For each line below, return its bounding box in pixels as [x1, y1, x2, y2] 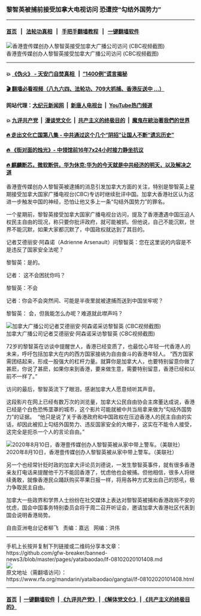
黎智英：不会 [6, 284, 38, 292]
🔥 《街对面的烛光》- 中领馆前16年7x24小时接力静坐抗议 [6, 146, 144, 154]
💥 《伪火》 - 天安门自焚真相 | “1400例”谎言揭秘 [6, 70, 127, 77]
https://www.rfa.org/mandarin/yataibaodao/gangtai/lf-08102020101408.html [6, 576, 194, 583]
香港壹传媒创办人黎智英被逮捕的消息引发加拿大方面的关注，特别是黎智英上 [6, 183, 190, 190]
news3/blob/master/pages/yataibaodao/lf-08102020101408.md [6, 556, 163, 563]
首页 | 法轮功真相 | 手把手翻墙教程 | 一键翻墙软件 [6, 28, 139, 35]
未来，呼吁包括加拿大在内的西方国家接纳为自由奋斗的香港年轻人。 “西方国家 [6, 350, 194, 357]
